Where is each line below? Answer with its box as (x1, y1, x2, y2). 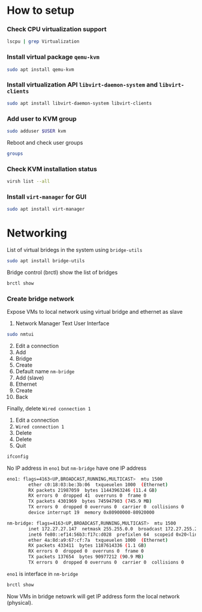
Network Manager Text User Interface (15, 320, 110, 327)
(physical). (7, 599, 33, 606)
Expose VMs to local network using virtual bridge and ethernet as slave (7, 308, 183, 316)
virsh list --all (7, 178, 50, 185)
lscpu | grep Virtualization (7, 38, 80, 45)
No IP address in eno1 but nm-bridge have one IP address (7, 464, 147, 472)
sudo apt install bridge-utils (7, 258, 85, 264)
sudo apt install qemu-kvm (7, 67, 74, 73)
